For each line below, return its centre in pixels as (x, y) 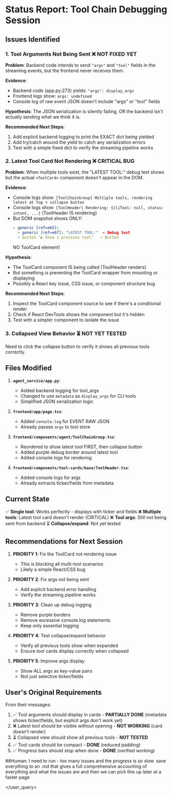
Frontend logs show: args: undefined (52, 96)
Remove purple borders (45, 615)
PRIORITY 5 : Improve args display (49, 661)
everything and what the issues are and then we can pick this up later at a (83, 772)
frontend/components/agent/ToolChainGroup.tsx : (64, 437)
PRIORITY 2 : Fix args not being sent (51, 579)
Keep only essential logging (50, 625)
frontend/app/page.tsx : (38, 411)
